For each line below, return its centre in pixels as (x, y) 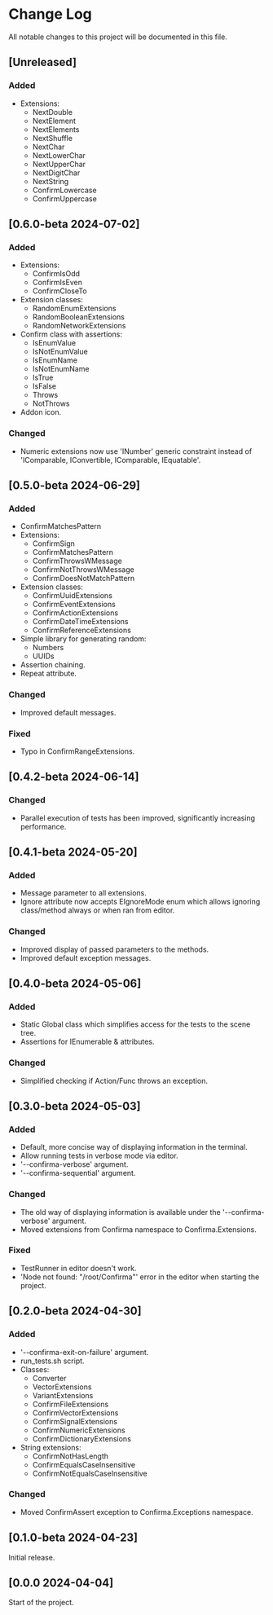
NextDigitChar (56, 173)
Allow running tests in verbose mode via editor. (99, 1156)
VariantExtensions (63, 1395)
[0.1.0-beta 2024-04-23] (73, 1538)
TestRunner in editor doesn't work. (78, 1268)
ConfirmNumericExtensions (79, 1430)
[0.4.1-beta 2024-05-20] (73, 852)
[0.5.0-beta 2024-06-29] (75, 485)
